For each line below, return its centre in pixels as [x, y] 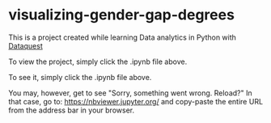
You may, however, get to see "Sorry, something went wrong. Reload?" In [130, 93]
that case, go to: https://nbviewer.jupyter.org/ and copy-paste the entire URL [136, 101]
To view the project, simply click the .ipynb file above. [98, 61]
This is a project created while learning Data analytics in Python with [123, 37]
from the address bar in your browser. [72, 110]
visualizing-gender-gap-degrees [121, 15]
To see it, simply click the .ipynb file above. [80, 77]
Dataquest [25, 45]
